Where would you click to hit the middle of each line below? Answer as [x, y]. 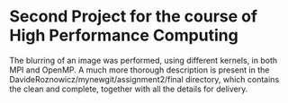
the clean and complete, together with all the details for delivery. [129, 89]
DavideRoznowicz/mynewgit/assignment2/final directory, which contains [144, 79]
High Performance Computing [124, 35]
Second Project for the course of [134, 17]
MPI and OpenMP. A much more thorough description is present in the [139, 70]
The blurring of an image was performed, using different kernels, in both [144, 60]
